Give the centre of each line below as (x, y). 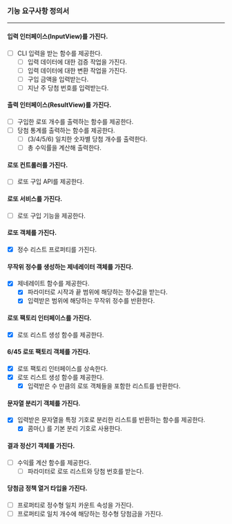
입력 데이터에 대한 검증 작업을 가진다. (77, 62)
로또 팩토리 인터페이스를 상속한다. (62, 368)
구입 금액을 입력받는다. (58, 79)
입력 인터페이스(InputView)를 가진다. (58, 36)
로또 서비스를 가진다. (35, 199)
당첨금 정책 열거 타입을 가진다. (47, 488)
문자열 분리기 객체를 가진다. (44, 403)
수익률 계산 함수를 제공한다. (54, 462)
